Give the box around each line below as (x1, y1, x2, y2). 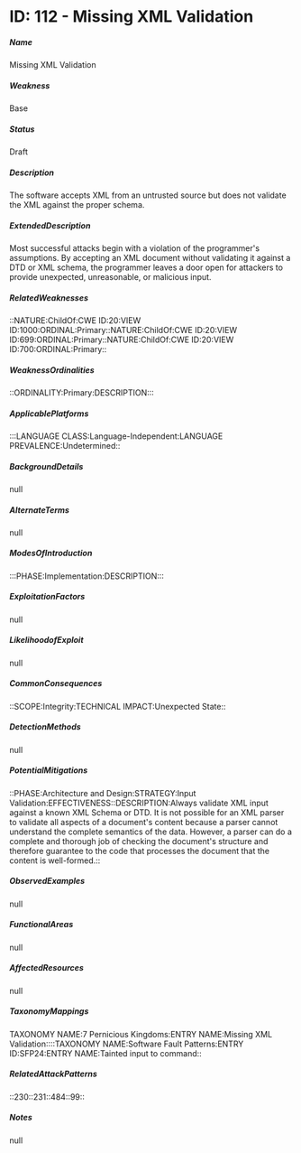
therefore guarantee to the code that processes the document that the (9, 845, 270, 856)
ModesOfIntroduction (9, 548, 93, 559)
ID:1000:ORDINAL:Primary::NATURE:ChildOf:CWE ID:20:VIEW (9, 325, 238, 335)
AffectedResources (9, 962, 84, 973)
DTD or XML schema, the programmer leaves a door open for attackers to (9, 262, 284, 273)
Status (9, 124, 35, 135)
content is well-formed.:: (9, 855, 101, 866)
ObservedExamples (9, 876, 86, 887)
